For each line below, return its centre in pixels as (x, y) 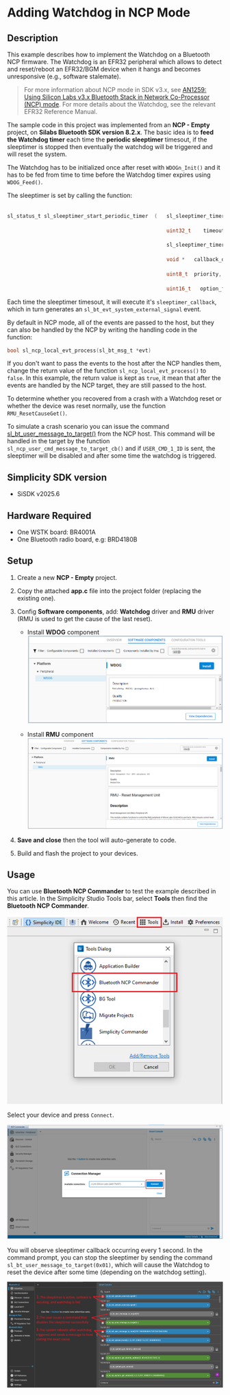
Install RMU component (60, 735)
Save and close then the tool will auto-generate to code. (97, 840)
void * (176, 260)
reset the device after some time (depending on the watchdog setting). (107, 1272)
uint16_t (179, 289)
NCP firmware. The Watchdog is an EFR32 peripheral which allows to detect (115, 62)
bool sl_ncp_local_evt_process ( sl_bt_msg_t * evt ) (79, 350)
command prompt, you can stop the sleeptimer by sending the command (110, 1258)
